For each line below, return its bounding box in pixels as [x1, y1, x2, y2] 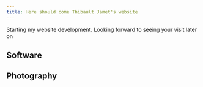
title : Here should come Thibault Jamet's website [6, 9, 138, 15]
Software [6, 50, 42, 61]
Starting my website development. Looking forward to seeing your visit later [6, 26, 197, 33]
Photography [6, 71, 57, 81]
